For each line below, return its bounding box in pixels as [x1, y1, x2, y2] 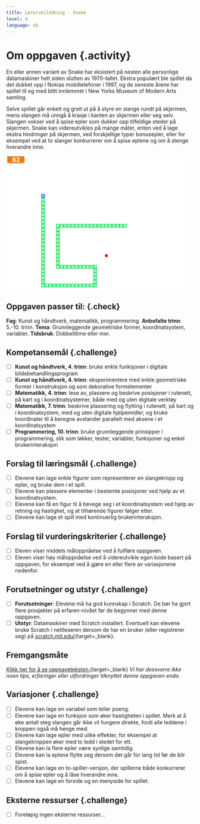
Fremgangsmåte [6, 650, 68, 660]
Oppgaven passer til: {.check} [6, 302, 120, 312]
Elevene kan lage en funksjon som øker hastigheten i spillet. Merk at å [14, 712, 186, 719]
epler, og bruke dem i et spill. [14, 481, 86, 488]
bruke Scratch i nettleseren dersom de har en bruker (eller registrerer [14, 626, 185, 634]
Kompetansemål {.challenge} [6, 347, 118, 358]
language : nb [6, 22, 39, 28]
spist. [14, 758, 29, 765]
